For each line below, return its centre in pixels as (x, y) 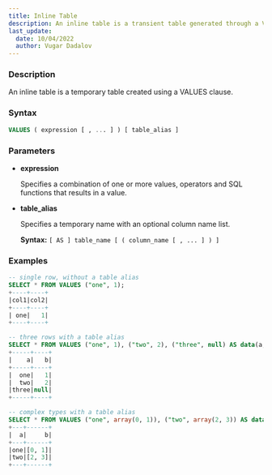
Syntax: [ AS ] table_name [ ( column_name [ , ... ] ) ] (120, 239)
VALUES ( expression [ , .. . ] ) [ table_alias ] (94, 130)
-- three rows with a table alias (67, 337)
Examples (28, 260)
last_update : (30, 31)
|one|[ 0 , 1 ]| (30, 450)
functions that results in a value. (73, 192)
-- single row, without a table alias (74, 278)
